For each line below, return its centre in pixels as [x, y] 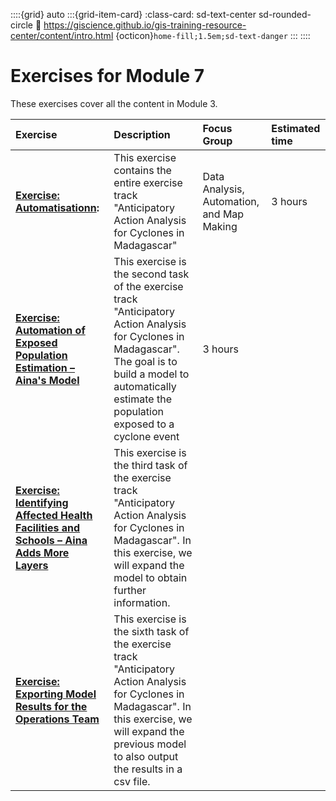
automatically [145, 386]
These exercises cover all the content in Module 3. [114, 103]
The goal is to [145, 361]
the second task [151, 274]
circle [21, 25]
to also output [146, 756]
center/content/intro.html [62, 35]
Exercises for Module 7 [107, 76]
